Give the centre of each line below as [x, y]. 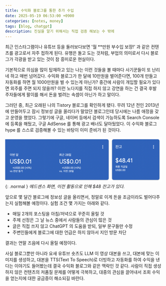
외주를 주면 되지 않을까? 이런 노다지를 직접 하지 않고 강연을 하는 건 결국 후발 [83, 88]
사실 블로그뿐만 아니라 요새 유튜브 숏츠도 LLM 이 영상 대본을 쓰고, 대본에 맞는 [80, 253]
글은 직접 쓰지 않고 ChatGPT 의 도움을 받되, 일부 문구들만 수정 [72, 226]
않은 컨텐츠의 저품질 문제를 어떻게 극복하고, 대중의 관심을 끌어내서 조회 [83, 272]
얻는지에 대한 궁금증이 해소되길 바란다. [47, 278]
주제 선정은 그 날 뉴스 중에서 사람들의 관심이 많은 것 [62, 220]
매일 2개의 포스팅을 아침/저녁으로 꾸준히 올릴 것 [58, 214]
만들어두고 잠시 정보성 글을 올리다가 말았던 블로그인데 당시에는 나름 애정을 [82, 111]
